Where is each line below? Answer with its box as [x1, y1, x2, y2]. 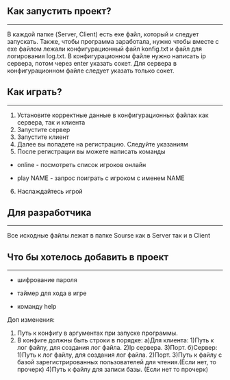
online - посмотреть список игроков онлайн [16, 160, 146, 168]
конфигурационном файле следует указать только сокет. [7, 66, 175, 75]
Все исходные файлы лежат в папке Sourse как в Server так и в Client [7, 231, 211, 240]
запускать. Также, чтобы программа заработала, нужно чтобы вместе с [7, 37, 219, 45]
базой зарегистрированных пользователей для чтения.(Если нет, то [16, 358, 217, 366]
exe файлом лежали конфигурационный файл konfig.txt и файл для [7, 45, 202, 53]
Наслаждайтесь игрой [16, 187, 84, 195]
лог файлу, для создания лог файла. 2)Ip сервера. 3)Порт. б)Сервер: [16, 344, 218, 352]
